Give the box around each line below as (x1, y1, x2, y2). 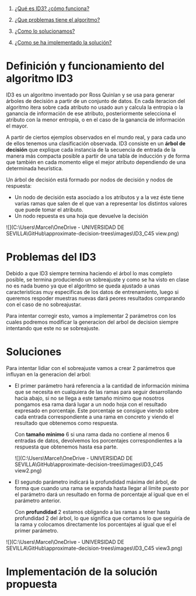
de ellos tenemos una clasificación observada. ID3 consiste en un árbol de (6, 140, 185, 147)
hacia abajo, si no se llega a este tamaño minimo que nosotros (14, 395, 164, 402)
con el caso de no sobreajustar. (6, 301, 82, 308)
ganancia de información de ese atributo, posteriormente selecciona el (6, 109, 176, 117)
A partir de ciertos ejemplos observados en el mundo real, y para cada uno (6, 133, 187, 141)
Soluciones (6, 345, 62, 359)
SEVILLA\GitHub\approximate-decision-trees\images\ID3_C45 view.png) (6, 230, 180, 237)
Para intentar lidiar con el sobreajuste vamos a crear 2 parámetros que (6, 364, 176, 371)
